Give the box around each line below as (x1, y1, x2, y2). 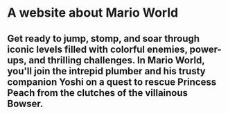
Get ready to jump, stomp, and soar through (7, 33, 200, 44)
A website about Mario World (7, 5, 179, 21)
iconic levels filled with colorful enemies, (7, 43, 188, 55)
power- (189, 43, 222, 55)
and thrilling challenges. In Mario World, (28, 54, 205, 66)
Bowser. (7, 97, 44, 109)
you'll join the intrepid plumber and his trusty (7, 65, 206, 77)
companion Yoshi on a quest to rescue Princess (7, 76, 217, 88)
